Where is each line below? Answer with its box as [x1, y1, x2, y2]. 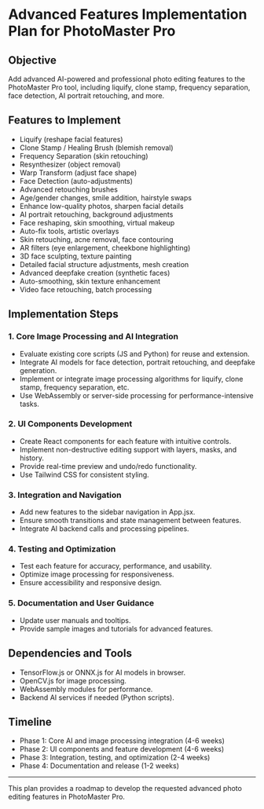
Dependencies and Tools [8, 646, 132, 661]
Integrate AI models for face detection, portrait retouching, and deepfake [19, 357, 255, 367]
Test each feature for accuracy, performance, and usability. [19, 562, 212, 571]
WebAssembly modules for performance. [19, 684, 153, 694]
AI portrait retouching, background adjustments [19, 210, 174, 219]
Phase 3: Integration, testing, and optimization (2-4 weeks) [19, 752, 211, 763]
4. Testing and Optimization [8, 544, 116, 555]
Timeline [8, 715, 53, 728]
